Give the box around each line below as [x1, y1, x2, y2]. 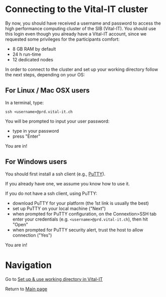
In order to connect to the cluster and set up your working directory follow [5, 66, 158, 72]
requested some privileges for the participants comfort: [5, 36, 120, 42]
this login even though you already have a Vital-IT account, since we [5, 31, 147, 37]
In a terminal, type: [5, 100, 44, 106]
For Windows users [5, 157, 67, 166]
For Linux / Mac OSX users [5, 86, 90, 95]
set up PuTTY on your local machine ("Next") [12, 205, 106, 212]
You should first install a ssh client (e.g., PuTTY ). [5, 171, 106, 177]
